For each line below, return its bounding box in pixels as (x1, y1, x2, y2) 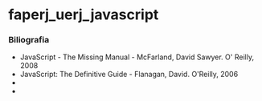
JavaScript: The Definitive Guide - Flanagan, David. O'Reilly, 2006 (19, 70, 239, 79)
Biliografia (8, 34, 50, 46)
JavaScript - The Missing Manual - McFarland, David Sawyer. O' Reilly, (19, 52, 255, 62)
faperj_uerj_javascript (8, 6, 159, 24)
